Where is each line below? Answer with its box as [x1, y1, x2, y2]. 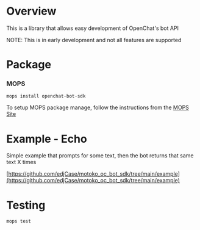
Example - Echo [6, 132, 87, 146]
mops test [6, 218, 32, 225]
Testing [6, 198, 46, 212]
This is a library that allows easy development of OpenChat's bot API [6, 24, 179, 32]
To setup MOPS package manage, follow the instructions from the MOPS [6, 104, 189, 111]
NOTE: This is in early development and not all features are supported [6, 36, 182, 43]
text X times [6, 159, 37, 166]
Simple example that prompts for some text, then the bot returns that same [6, 152, 194, 159]
